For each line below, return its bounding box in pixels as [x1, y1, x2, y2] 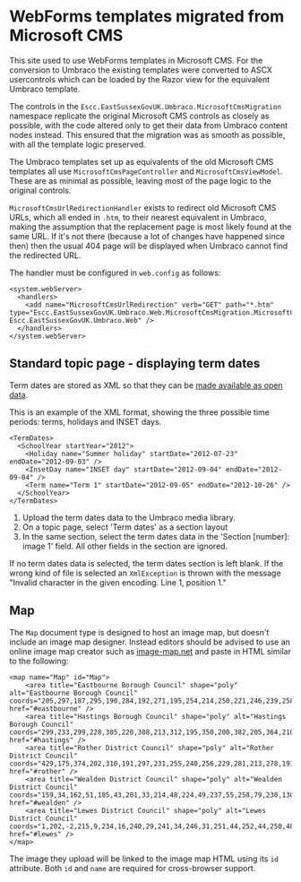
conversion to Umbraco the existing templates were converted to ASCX [9, 65, 273, 75]
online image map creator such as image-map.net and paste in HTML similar [9, 645, 292, 656]
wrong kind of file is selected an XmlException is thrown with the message [9, 567, 281, 578]
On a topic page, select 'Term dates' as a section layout [21, 522, 228, 532]
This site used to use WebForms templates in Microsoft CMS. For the [9, 55, 263, 65]
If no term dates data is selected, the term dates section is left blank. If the [9, 558, 284, 568]
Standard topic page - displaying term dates [9, 356, 261, 371]
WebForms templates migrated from [9, 6, 285, 27]
